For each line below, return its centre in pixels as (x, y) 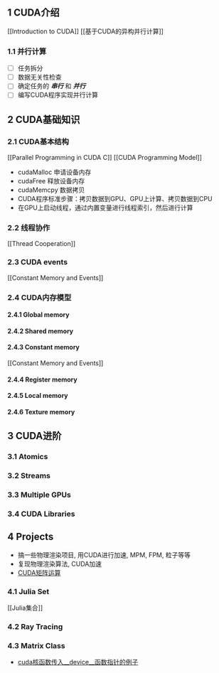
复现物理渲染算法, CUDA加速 (59, 564)
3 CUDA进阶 (34, 436)
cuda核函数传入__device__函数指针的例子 (78, 662)
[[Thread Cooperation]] (42, 244)
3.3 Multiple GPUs (39, 495)
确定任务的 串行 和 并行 (52, 86)
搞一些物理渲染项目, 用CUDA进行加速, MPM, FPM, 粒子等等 (104, 555)
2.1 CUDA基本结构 (38, 141)
